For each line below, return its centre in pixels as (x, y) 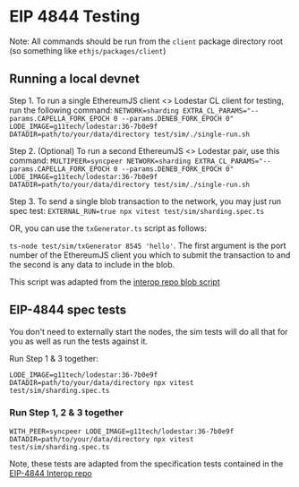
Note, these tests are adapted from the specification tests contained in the (146, 464)
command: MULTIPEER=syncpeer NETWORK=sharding (100, 160)
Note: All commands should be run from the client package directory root (146, 41)
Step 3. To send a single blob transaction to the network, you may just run (145, 201)
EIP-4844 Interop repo (51, 473)
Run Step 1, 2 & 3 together (66, 413)
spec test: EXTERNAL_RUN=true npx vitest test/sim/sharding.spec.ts (137, 210)
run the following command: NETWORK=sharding (94, 110)
